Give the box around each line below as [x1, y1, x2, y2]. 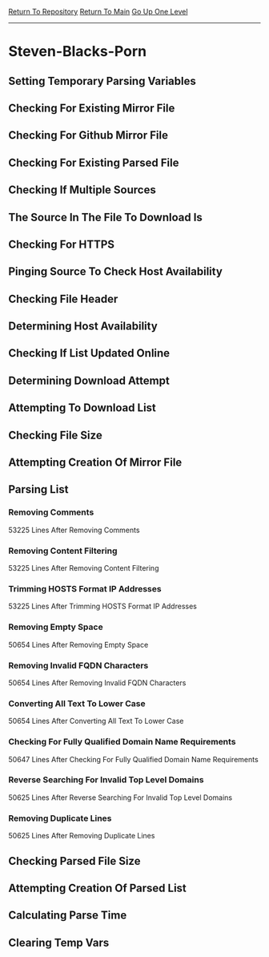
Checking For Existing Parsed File [8, 155, 179, 169]
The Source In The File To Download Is [8, 210, 203, 224]
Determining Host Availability [8, 320, 158, 333]
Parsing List [8, 483, 69, 496]
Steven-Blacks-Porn [8, 42, 147, 61]
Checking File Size [8, 428, 102, 442]
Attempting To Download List [8, 401, 156, 415]
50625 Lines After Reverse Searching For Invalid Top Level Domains [8, 793, 233, 802]
